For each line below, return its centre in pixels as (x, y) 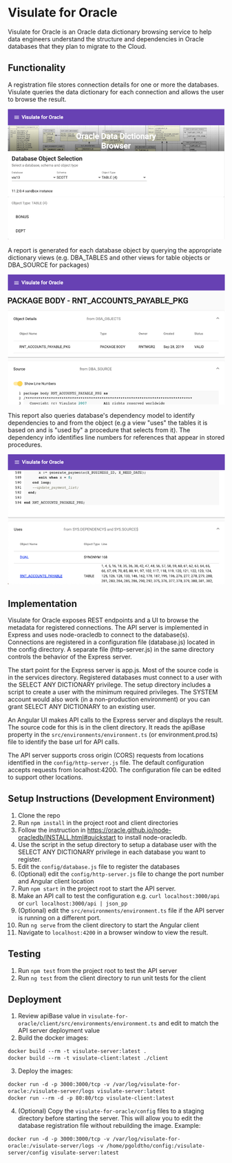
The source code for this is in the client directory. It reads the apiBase (107, 727)
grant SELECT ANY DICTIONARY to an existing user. (82, 706)
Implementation (43, 604)
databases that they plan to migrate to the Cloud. (77, 46)
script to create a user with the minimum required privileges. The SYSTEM (113, 692)
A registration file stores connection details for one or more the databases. (114, 85)
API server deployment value (59, 1031)
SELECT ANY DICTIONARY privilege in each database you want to (112, 852)
